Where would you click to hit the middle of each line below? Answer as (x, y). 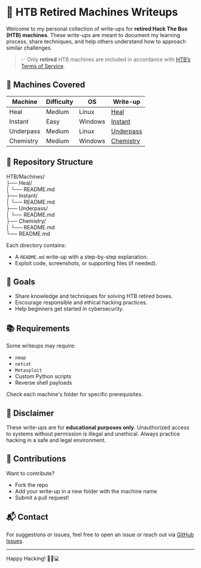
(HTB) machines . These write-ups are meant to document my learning (93, 35)
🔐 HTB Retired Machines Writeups (92, 12)
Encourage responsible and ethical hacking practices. (81, 303)
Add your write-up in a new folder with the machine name (86, 491)
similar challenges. (29, 48)
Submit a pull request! (42, 498)
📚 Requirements (38, 328)
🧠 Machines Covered (46, 85)
